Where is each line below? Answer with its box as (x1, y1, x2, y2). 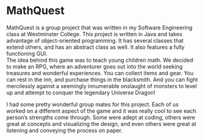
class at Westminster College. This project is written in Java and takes (6, 30, 183, 37)
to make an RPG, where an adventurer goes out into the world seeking (6, 62, 183, 70)
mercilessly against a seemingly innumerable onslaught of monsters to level (6, 82, 197, 89)
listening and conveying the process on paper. (6, 127, 123, 134)
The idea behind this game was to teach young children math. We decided (6, 56, 194, 64)
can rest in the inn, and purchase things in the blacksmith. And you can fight (6, 76, 199, 83)
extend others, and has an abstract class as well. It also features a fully (6, 43, 185, 51)
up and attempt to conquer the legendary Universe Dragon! (6, 89, 156, 96)
